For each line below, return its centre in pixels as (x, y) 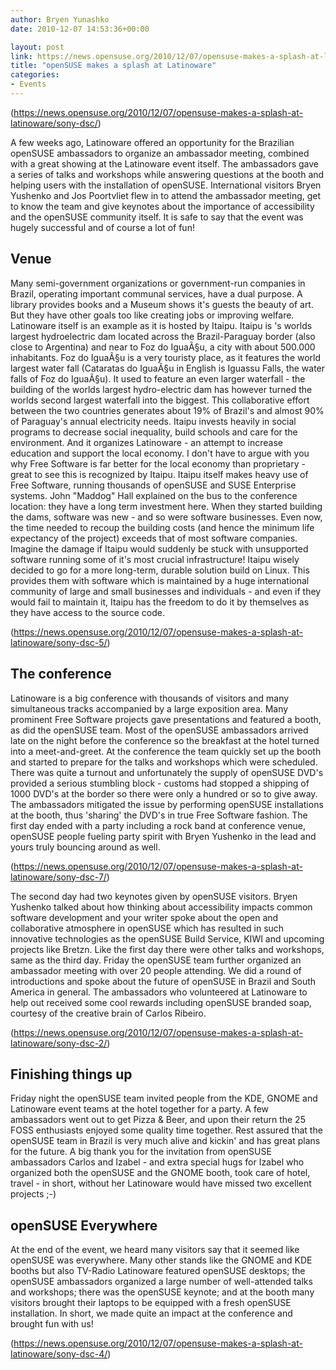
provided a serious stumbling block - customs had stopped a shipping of (160, 783)
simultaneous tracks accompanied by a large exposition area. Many (149, 708)
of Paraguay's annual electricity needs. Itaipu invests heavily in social (153, 421)
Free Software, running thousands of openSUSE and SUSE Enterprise (153, 485)
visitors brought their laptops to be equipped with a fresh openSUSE (151, 1303)
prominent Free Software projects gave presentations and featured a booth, (166, 719)
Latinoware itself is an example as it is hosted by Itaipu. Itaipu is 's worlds (161, 325)
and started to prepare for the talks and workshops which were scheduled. (164, 762)
